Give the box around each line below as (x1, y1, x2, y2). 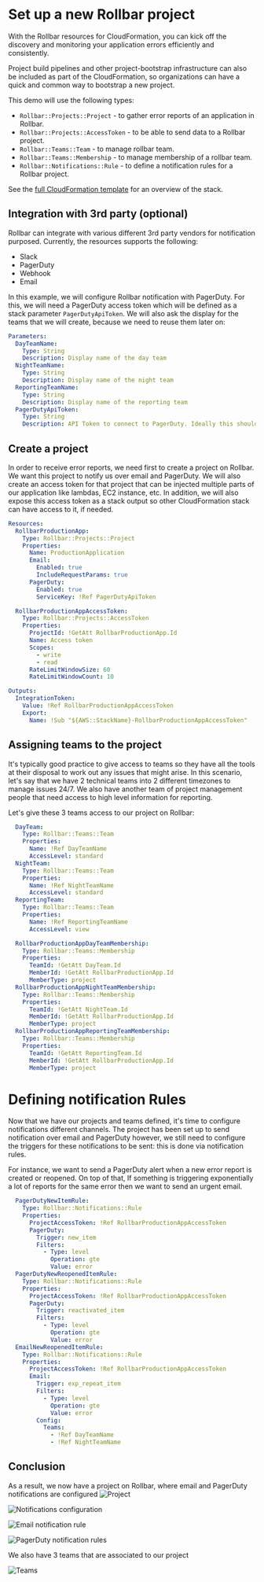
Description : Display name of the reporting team (22, 398, 189, 406)
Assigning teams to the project (8, 738, 163, 752)
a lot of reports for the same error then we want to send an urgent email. (8, 1182, 243, 1191)
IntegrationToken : (15, 695, 76, 702)
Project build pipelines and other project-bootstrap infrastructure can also (8, 63, 247, 72)
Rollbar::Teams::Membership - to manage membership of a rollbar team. (19, 152, 253, 162)
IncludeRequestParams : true (36, 571, 128, 579)
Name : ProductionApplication (28, 549, 125, 557)
